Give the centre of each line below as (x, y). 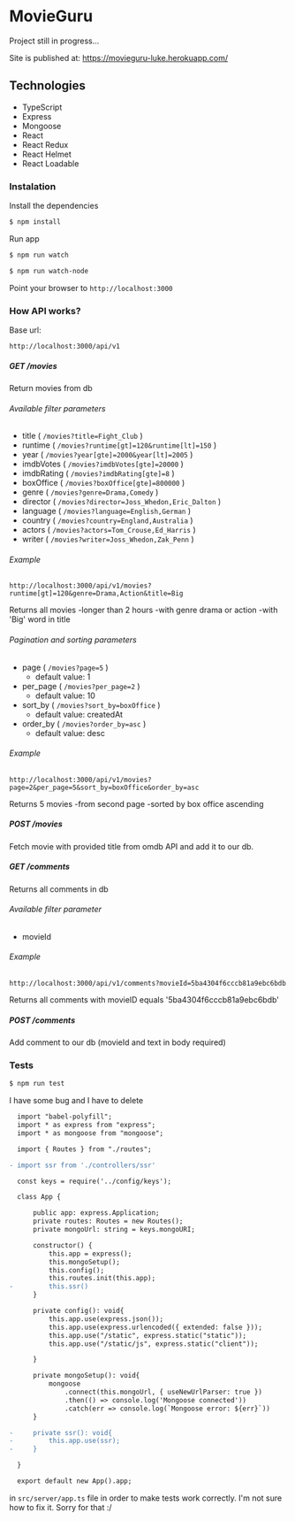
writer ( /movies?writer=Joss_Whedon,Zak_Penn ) (108, 539)
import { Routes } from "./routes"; (84, 1149)
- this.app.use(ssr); (65, 1441)
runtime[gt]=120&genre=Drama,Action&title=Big (96, 594)
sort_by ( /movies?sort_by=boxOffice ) (91, 704)
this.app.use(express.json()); (106, 1319)
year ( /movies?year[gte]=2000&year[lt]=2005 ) (107, 455)
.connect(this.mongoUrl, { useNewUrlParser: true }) (164, 1392)
